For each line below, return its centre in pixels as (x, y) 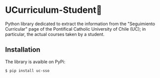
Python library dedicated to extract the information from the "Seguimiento (80, 24)
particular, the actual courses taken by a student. (55, 34)
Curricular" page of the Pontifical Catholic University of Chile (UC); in (76, 29)
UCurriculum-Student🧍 (54, 10)
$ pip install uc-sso (27, 71)
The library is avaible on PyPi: (35, 62)
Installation (23, 50)
